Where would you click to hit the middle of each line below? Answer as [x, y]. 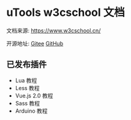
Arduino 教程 [31, 111]
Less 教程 [27, 88]
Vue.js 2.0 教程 [34, 96]
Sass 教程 [28, 103]
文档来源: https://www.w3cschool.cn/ [54, 30]
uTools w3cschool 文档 [66, 12]
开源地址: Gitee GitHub [35, 43]
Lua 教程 [26, 80]
